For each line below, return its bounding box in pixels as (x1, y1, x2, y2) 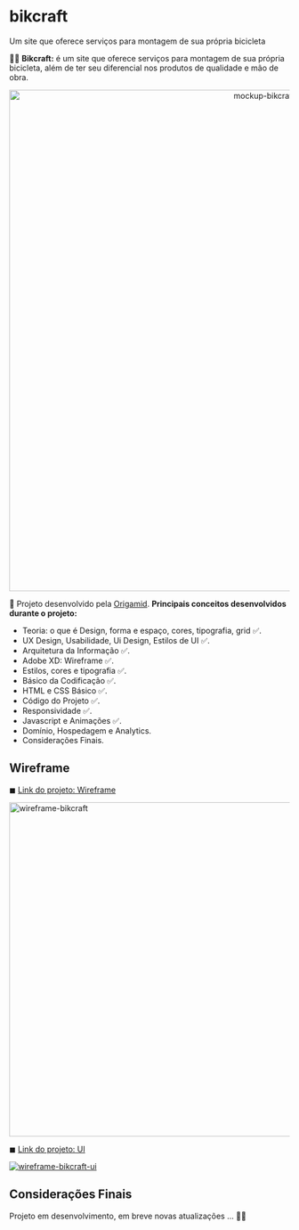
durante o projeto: (9, 608, 77, 619)
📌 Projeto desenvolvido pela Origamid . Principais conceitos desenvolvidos (9, 598, 287, 609)
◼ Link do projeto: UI (9, 1144, 86, 1154)
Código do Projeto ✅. (21, 695, 101, 706)
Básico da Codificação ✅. (21, 675, 117, 685)
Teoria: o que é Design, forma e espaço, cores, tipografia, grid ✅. (21, 625, 263, 635)
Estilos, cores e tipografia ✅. (21, 665, 127, 676)
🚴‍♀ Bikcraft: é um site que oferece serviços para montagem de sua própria (9, 53, 285, 63)
